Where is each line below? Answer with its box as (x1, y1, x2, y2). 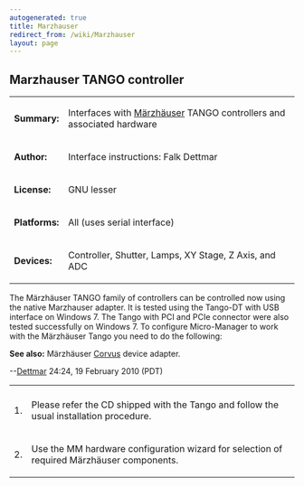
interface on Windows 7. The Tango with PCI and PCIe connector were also (9, 312, 290, 323)
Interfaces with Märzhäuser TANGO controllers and (67, 107, 286, 119)
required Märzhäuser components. (31, 454, 179, 466)
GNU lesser (67, 183, 118, 196)
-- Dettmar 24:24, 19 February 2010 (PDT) (9, 366, 164, 377)
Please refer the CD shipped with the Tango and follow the (31, 398, 279, 411)
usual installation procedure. (31, 410, 152, 423)
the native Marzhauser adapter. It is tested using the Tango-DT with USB (9, 302, 280, 313)
